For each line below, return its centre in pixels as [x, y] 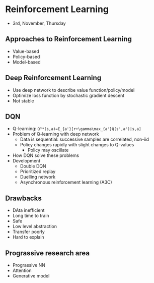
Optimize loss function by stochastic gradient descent [68, 95]
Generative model [31, 276]
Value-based [26, 51]
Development [26, 161]
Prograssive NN [29, 265]
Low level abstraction [34, 227]
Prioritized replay [38, 172]
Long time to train [31, 216]
